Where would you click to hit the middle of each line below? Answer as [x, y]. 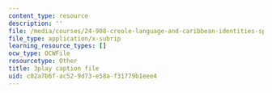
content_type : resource [49, 16]
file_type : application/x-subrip [65, 38]
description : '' [36, 23]
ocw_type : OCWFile [39, 53]
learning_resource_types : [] [57, 46]
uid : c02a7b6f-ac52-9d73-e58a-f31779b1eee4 [83, 76]
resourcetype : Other [43, 61]
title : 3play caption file [54, 69]
